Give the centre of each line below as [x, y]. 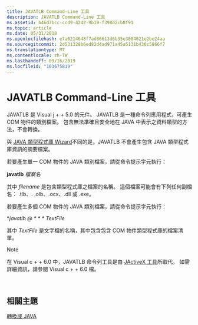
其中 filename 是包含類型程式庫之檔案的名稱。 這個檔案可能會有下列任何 [94, 187]
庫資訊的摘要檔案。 [30, 149]
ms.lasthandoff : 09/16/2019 [41, 61]
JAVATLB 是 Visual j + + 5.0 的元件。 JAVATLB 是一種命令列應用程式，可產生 [100, 115]
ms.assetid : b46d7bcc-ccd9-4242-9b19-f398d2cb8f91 [70, 22]
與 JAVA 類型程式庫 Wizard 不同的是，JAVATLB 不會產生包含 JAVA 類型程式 [98, 142]
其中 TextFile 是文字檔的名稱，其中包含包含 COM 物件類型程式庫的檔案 [93, 231]
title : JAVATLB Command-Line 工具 [48, 11]
